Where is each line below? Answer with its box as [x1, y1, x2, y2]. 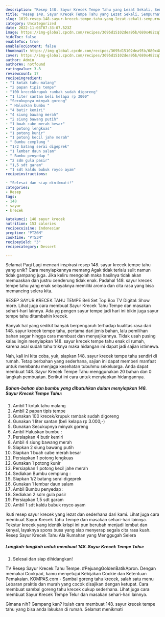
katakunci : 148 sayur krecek [5, 217, 65, 222]
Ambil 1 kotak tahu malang [12, 403, 66, 409]
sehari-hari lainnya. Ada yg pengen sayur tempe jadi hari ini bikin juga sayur [5, 308, 159, 314]
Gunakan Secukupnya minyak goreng [12, 423, 89, 430]
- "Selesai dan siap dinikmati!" [5, 180, 74, 186]
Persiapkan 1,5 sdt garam [12, 497, 64, 503]
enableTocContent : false [5, 44, 56, 49]
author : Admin [5, 57, 35, 62]
